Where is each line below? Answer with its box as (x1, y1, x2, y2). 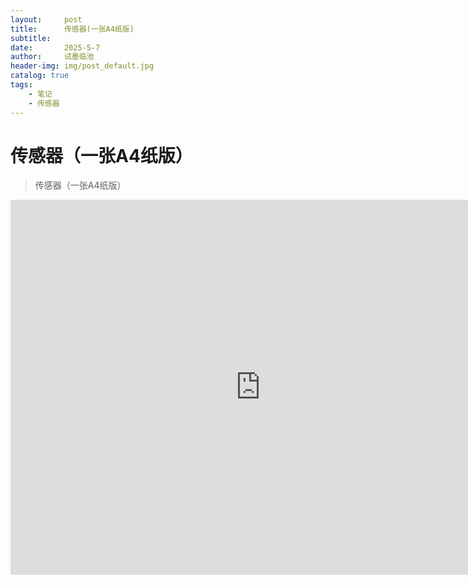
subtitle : (10, 33, 52, 43)
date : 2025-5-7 (10, 42, 101, 53)
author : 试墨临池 (10, 52, 95, 62)
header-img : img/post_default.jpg (10, 61, 155, 71)
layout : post (10, 14, 83, 25)
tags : (10, 80, 33, 90)
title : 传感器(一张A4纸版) (10, 24, 135, 34)
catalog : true (10, 71, 70, 81)
